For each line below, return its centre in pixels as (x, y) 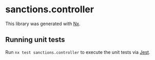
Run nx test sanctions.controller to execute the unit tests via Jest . (78, 52)
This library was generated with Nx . (43, 24)
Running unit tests (35, 40)
